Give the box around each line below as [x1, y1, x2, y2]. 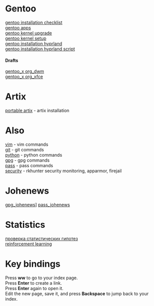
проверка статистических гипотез [5, 235, 78, 241]
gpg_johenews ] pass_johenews [5, 202, 71, 207]
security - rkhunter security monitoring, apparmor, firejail [5, 168, 122, 174]
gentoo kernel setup [5, 35, 46, 41]
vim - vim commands [5, 141, 49, 147]
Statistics [5, 219, 46, 230]
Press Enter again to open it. [5, 285, 64, 291]
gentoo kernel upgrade [5, 30, 52, 36]
